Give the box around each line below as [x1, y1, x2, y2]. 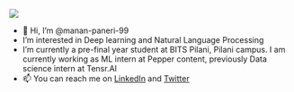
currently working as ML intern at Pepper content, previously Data [22, 54, 268, 64]
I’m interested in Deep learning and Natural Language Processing [22, 35, 264, 45]
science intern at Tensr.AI [22, 63, 118, 73]
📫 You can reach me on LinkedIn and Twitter [22, 73, 191, 84]
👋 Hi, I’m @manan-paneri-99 [22, 25, 129, 36]
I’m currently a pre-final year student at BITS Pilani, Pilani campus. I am [22, 45, 286, 54]
